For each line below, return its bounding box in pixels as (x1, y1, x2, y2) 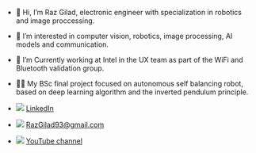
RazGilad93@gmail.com (25, 120, 105, 129)
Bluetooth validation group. (15, 63, 105, 73)
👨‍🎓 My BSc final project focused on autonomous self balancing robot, (15, 79, 244, 88)
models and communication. (15, 40, 109, 49)
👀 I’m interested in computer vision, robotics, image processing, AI (15, 32, 233, 40)
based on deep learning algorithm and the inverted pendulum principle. (15, 87, 249, 97)
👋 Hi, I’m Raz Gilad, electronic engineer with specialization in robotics (15, 8, 242, 17)
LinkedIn (25, 104, 54, 113)
